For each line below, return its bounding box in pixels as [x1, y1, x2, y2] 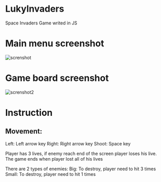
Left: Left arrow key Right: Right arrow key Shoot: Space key [5, 140, 131, 146]
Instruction [5, 107, 53, 118]
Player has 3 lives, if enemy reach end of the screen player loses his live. [5, 150, 157, 157]
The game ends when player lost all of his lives [5, 156, 103, 162]
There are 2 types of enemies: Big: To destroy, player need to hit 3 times [5, 166, 156, 172]
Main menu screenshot [5, 38, 104, 49]
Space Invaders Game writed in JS [5, 20, 77, 26]
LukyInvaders [5, 3, 64, 15]
